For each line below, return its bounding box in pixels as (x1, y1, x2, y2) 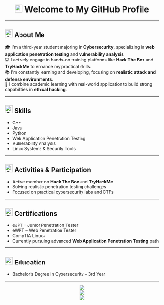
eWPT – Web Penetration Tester (12, 227, 77, 233)
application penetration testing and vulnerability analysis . (5, 51, 125, 57)
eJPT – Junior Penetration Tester (12, 223, 79, 228)
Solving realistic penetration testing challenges (12, 184, 106, 190)
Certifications (14, 209, 58, 218)
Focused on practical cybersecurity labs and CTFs (12, 189, 114, 195)
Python (12, 130, 27, 136)
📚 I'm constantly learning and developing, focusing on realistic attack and (5, 69, 156, 75)
